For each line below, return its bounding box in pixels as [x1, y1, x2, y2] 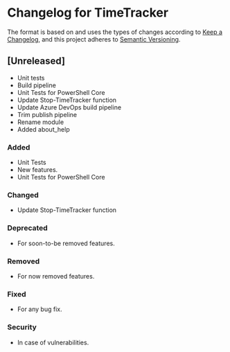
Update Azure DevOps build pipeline [17, 103, 122, 112]
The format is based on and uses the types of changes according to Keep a [7, 28, 223, 36]
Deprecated [7, 223, 48, 233]
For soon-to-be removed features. [17, 239, 116, 247]
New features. [17, 166, 58, 174]
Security [7, 322, 37, 332]
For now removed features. [17, 272, 95, 280]
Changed [7, 190, 39, 200]
